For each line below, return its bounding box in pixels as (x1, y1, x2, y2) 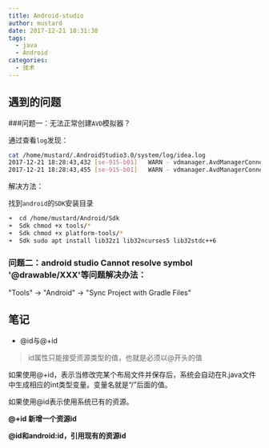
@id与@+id (19, 335, 58, 345)
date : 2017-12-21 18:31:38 (8, 26, 98, 34)
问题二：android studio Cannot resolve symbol (8, 257, 193, 268)
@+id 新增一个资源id (8, 414, 78, 423)
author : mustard (8, 19, 62, 27)
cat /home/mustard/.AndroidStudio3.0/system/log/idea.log (8, 151, 206, 159)
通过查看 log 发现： (8, 135, 69, 145)
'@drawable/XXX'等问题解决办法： (8, 269, 147, 280)
